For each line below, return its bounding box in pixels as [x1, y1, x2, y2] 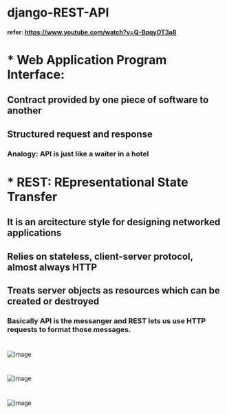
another [7, 105, 43, 116]
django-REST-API [7, 5, 109, 21]
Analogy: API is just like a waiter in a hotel [7, 149, 149, 158]
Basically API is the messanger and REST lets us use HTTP [7, 315, 206, 325]
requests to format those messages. [7, 324, 131, 334]
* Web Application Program [7, 52, 167, 68]
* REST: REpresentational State [7, 174, 188, 190]
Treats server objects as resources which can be [7, 284, 220, 297]
